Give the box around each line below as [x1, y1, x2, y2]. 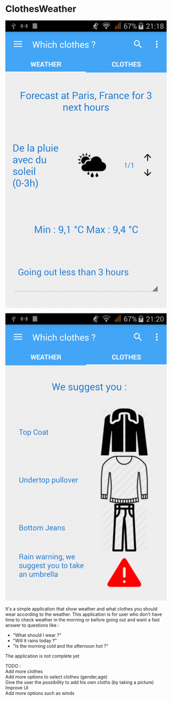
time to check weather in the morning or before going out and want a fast [5, 616, 160, 622]
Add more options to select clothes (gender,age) [5, 673, 107, 680]
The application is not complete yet [5, 653, 80, 659]
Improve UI [5, 685, 29, 691]
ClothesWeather [5, 3, 77, 15]
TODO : [5, 663, 21, 669]
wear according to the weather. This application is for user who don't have [5, 611, 162, 617]
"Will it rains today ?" [12, 637, 57, 644]
